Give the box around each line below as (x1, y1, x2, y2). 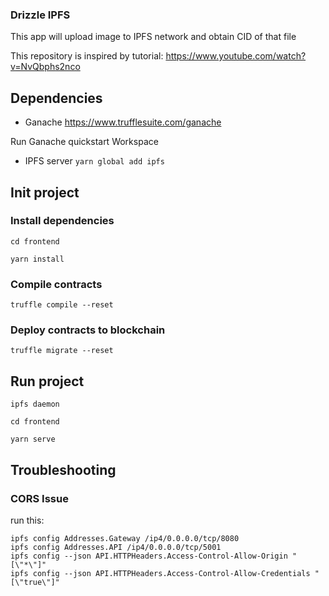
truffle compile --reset (10, 300, 114, 310)
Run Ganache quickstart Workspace (10, 136, 159, 148)
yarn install (10, 254, 65, 264)
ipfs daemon (10, 399, 60, 410)
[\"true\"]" (10, 577, 60, 587)
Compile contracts (10, 277, 103, 291)
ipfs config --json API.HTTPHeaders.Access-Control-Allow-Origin (10, 551, 288, 561)
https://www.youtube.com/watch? (165, 50, 307, 62)
